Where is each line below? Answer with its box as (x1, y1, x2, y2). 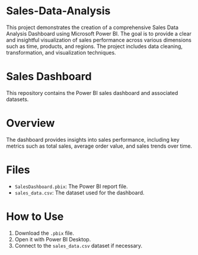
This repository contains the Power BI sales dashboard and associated (6, 89, 178, 96)
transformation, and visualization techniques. (6, 49, 117, 56)
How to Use (6, 209, 64, 223)
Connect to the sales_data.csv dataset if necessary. (14, 242, 143, 249)
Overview (6, 117, 55, 130)
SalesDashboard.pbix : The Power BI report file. (14, 183, 128, 190)
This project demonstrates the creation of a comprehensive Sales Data (6, 24, 179, 31)
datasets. (6, 95, 29, 103)
